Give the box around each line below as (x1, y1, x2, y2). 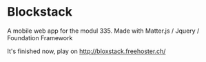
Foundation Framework (7, 33, 73, 42)
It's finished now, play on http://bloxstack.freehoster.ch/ (7, 47, 166, 55)
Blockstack (7, 4, 73, 20)
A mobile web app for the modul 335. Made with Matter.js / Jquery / (7, 27, 200, 35)
